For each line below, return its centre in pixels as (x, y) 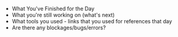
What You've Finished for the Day (53, 9)
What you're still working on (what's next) (63, 15)
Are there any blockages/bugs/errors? (59, 27)
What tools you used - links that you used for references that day (92, 21)
